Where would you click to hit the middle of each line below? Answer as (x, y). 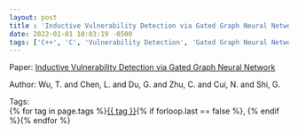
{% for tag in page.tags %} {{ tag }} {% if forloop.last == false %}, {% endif (144, 111)
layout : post (33, 17)
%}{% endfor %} (40, 121)
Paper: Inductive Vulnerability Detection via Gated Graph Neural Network (142, 67)
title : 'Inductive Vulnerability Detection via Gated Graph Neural (138, 26)
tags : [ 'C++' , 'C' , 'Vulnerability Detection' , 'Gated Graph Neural (138, 42)
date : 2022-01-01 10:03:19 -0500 (71, 34)
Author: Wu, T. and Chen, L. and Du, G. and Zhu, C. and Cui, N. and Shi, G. (145, 84)
